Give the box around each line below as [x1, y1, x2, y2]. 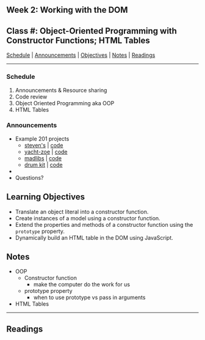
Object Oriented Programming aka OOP [15, 99, 115, 106]
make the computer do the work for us [33, 281, 130, 288]
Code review [15, 93, 48, 100]
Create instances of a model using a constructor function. [15, 214, 160, 222]
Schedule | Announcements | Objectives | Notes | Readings [6, 51, 156, 59]
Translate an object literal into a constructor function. [15, 208, 149, 215]
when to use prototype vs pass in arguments [33, 294, 146, 301]
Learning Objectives [6, 192, 85, 202]
